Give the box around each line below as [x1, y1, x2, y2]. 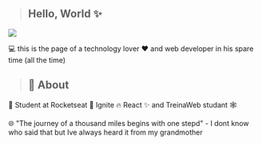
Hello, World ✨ [27, 7, 102, 21]
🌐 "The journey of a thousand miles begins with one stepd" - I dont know [8, 118, 249, 127]
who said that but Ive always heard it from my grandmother [8, 127, 203, 137]
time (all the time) [8, 55, 66, 65]
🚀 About [27, 78, 69, 92]
